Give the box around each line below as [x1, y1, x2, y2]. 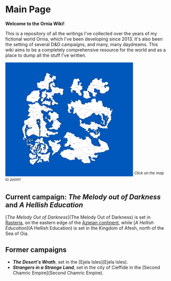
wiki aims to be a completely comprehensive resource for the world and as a [5, 47, 166, 53]
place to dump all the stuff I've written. [5, 52, 87, 58]
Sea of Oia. [5, 230, 29, 236]
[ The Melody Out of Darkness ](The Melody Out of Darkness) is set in [5, 214, 151, 221]
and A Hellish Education [5, 201, 83, 209]
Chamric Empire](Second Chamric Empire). [12, 270, 104, 276]
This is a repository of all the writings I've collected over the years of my [5, 30, 157, 36]
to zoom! [5, 177, 21, 182]
